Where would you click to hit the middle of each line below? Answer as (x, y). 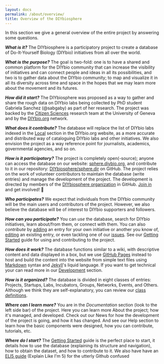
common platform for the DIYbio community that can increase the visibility (80, 67)
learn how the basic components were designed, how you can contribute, (79, 326)
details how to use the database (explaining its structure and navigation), (78, 346)
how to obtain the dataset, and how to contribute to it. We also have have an (82, 351)
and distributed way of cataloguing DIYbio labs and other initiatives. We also (82, 138)
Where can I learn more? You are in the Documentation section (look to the (81, 305)
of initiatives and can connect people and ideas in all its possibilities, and (78, 73)
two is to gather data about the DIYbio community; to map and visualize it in (82, 78)
